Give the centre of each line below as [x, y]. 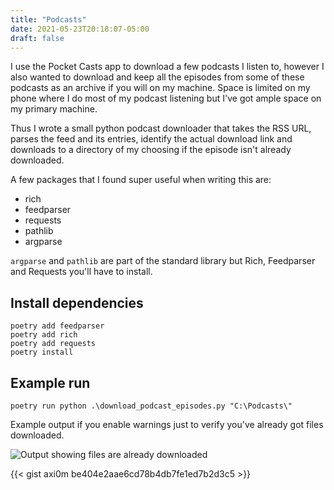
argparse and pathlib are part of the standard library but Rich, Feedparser [163, 261]
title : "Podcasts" [48, 19]
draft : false [37, 38]
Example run [50, 382]
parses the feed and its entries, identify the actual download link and [151, 139]
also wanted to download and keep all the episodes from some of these [157, 77]
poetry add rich [44, 335]
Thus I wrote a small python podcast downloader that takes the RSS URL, [161, 128]
